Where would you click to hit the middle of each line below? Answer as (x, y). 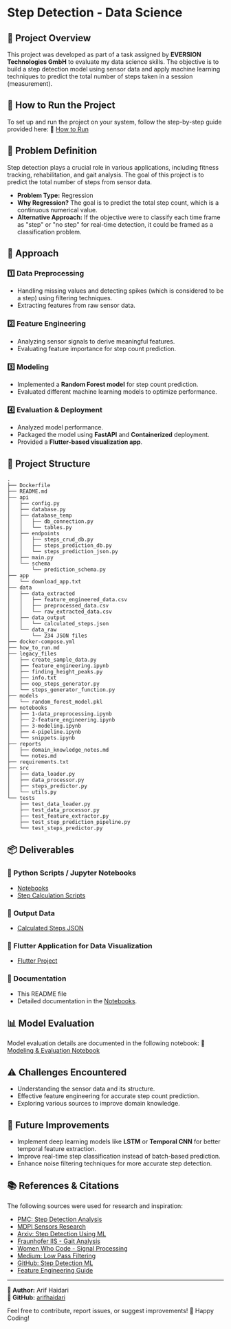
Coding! (18, 1318)
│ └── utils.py (32, 792)
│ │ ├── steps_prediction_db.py (59, 546)
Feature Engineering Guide (55, 1270)
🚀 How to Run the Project (61, 105)
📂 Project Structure (49, 464)
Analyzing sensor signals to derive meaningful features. (96, 341)
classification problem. (49, 232)
